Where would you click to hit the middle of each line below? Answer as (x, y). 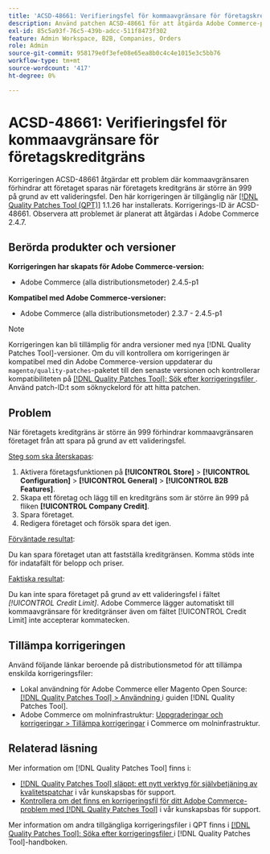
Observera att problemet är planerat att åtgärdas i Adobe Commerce (146, 213)
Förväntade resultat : (42, 539)
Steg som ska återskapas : (51, 457)
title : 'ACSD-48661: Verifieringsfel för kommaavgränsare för (115, 16)
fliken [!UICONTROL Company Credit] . (85, 506)
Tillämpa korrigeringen (67, 645)
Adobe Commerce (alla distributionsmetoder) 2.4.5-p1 (109, 282)
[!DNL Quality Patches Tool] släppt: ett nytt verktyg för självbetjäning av (139, 783)
